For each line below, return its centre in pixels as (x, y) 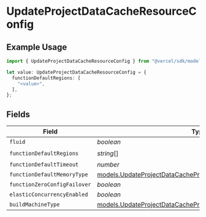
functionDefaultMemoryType (49, 175)
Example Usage (37, 47)
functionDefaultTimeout (44, 165)
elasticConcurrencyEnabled (49, 195)
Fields (18, 114)
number (108, 165)
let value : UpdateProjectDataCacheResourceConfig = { (77, 72)
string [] (108, 153)
